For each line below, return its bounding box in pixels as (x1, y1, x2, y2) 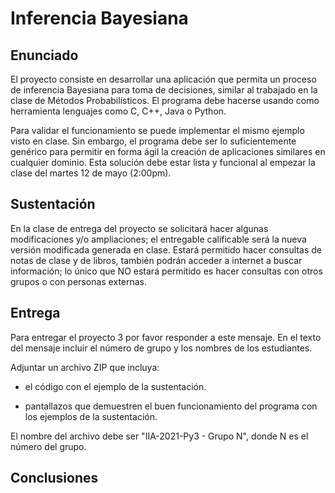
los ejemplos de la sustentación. (24, 410, 158, 422)
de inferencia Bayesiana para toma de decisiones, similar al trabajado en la (10, 84, 318, 96)
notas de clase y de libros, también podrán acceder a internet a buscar (10, 254, 303, 266)
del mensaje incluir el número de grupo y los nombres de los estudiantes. (10, 342, 313, 354)
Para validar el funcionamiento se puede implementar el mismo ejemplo (10, 125, 305, 136)
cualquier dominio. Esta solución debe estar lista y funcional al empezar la (10, 157, 316, 168)
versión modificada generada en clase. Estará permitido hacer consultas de (10, 243, 322, 256)
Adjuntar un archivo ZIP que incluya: (10, 361, 160, 373)
